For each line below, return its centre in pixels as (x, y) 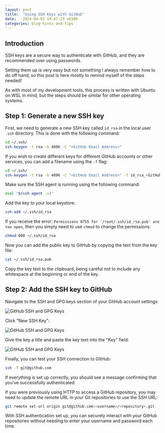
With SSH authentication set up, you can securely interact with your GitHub (81, 416)
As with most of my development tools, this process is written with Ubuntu (80, 90)
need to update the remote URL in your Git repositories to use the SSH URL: (82, 397)
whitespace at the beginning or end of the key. (52, 274)
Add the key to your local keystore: (40, 203)
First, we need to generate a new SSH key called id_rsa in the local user (78, 128)
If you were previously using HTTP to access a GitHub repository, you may (81, 392)
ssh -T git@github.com (28, 368)
